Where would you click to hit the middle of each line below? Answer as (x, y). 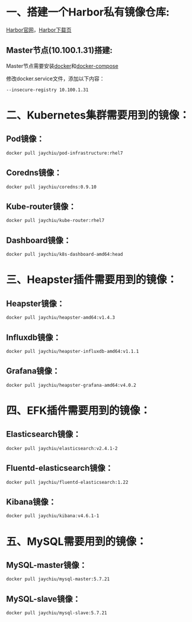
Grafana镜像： (33, 371)
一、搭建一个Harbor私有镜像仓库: (88, 12)
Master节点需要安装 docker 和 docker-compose (62, 65)
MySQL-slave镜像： (44, 599)
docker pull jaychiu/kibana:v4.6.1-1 (53, 516)
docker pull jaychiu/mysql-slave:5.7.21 (57, 613)
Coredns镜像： (34, 173)
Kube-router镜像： (41, 206)
